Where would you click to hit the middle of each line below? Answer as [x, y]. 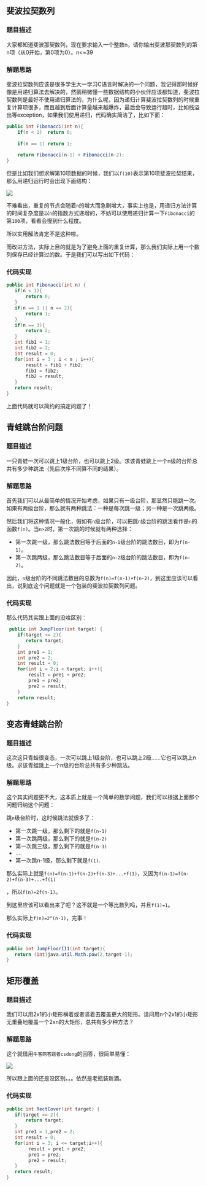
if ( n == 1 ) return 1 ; [45, 144]
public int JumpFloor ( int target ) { [56, 629]
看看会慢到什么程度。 [57, 221]
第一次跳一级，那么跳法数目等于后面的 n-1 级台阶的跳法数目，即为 [97, 541]
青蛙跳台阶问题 [35, 428]
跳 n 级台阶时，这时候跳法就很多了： [51, 818]
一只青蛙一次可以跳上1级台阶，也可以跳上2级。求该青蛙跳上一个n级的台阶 [99, 461]
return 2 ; [38, 331]
